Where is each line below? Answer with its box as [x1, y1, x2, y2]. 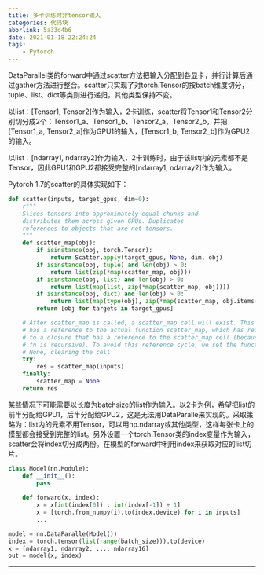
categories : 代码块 [8, 19, 68, 27]
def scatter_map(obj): [22, 239, 97, 247]
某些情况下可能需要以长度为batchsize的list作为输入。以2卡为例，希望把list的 [8, 400, 255, 409]
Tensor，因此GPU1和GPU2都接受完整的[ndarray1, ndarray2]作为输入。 [8, 163, 236, 172]
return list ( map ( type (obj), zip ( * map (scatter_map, [49, 298, 220, 306]
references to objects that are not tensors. [22, 225, 174, 233]
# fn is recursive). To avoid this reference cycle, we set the [22, 341, 237, 349]
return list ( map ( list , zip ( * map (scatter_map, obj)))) [49, 283, 230, 291]
